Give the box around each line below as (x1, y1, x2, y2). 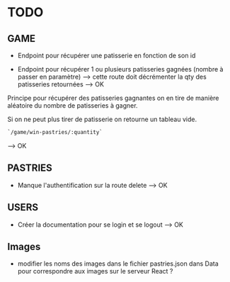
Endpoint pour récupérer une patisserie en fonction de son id (17, 51, 196, 60)
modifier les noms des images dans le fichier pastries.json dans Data (17, 259, 219, 268)
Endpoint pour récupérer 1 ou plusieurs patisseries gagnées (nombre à (17, 65, 224, 73)
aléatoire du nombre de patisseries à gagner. (7, 101, 138, 110)
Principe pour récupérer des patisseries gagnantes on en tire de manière (7, 94, 219, 102)
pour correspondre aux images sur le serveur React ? (17, 267, 173, 276)
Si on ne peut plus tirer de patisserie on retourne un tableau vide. (7, 115, 197, 123)
